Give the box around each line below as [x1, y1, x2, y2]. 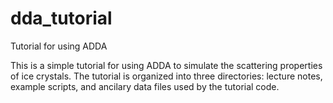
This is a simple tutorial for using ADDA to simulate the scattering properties [10, 59, 323, 71]
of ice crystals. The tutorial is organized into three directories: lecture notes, [10, 70, 323, 82]
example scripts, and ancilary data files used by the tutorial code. [10, 80, 280, 92]
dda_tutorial [10, 7, 113, 30]
